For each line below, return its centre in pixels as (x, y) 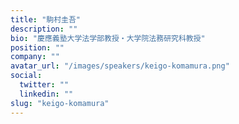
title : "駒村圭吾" (46, 19)
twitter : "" (44, 85)
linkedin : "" (46, 94)
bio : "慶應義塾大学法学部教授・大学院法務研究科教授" (108, 38)
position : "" (37, 47)
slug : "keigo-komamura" (60, 103)
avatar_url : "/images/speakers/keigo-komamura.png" (120, 66)
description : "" (44, 29)
